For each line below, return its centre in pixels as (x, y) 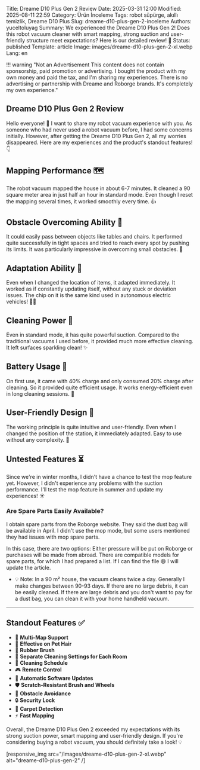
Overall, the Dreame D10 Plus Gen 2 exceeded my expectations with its (93, 729)
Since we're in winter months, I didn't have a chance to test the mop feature (99, 476)
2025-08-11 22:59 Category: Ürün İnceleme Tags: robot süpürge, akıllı (92, 15)
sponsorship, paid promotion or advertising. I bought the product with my (96, 71)
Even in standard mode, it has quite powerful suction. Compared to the (93, 335)
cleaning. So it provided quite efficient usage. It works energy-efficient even (99, 387)
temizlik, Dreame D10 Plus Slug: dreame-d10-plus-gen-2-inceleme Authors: (99, 21)
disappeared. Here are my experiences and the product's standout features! (99, 142)
